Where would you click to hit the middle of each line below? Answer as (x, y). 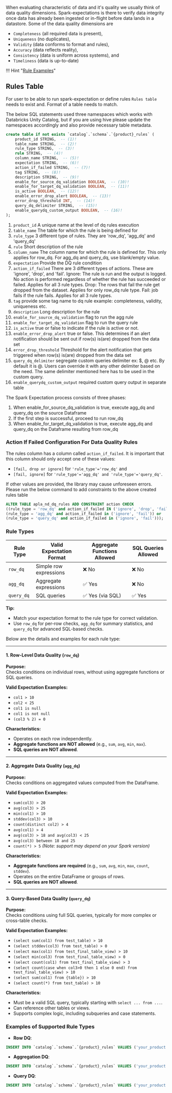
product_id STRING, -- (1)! (46, 139)
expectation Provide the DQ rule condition (57, 263)
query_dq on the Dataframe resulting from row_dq (66, 429)
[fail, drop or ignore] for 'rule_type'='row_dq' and (70, 469)
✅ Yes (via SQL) (102, 595)
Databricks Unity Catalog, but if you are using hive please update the (78, 119)
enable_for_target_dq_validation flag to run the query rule (76, 322)
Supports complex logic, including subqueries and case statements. (84, 1013)
